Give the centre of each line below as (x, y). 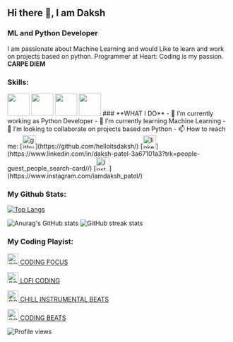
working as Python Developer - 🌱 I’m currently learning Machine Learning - (116, 120)
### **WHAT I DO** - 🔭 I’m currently (158, 113)
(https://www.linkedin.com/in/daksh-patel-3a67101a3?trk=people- (104, 154)
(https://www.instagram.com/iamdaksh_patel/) (75, 176)
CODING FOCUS (44, 262)
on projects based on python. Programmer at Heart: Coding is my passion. (115, 56)
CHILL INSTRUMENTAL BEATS (65, 299)
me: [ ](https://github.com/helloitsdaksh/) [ (75, 146)
